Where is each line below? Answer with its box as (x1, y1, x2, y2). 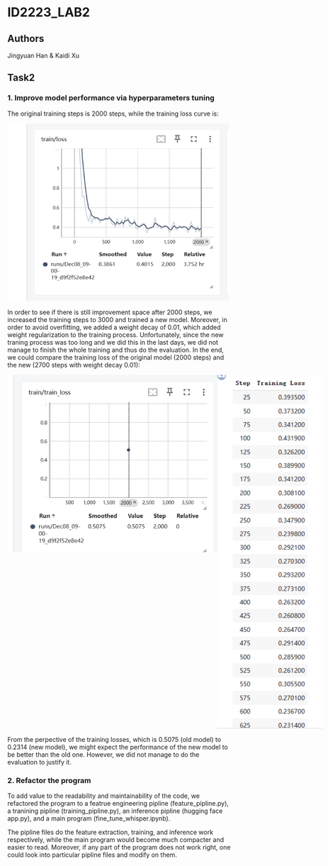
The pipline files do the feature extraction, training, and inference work (7, 828, 214, 836)
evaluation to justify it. (7, 757, 72, 766)
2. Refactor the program (7, 775, 91, 785)
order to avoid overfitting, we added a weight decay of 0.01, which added (7, 323, 221, 331)
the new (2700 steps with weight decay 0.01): (7, 360, 140, 369)
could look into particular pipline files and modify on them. (7, 850, 177, 859)
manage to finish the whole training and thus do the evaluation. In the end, (7, 345, 225, 354)
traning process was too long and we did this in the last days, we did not (7, 338, 218, 346)
